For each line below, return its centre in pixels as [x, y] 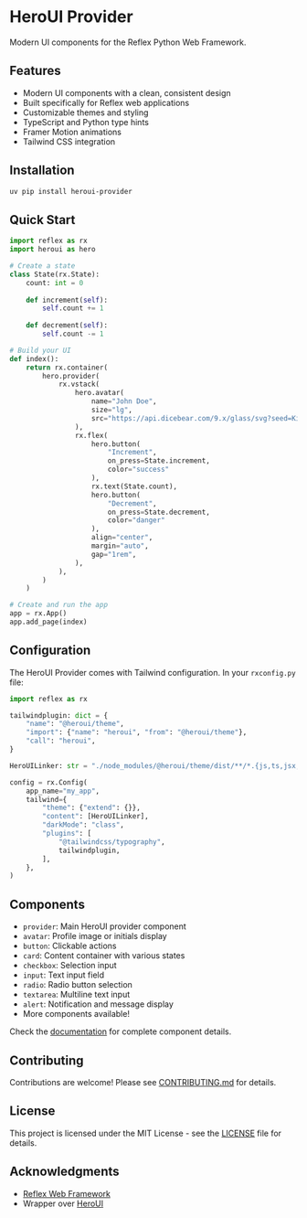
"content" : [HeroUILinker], [95, 817]
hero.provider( [71, 376]
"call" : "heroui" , [61, 741]
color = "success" [138, 470]
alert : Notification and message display [98, 1004]
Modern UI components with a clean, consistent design [127, 92]
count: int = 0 [55, 283]
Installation [42, 171]
